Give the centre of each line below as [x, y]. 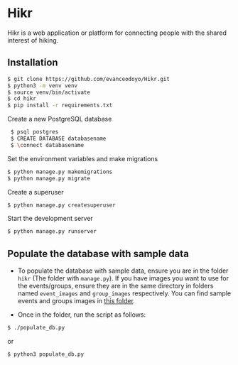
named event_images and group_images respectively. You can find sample [124, 293]
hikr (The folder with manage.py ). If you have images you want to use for [123, 278]
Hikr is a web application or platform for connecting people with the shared [117, 33]
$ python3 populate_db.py [45, 354]
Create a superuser [36, 192]
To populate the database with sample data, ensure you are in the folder [123, 271]
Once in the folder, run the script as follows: [82, 315]
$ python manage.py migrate [49, 178]
